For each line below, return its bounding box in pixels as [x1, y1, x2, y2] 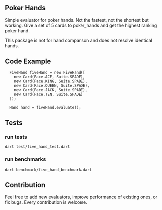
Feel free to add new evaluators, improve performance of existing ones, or [5, 194, 158, 200]
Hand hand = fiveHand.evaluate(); [9, 105, 81, 110]
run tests [5, 133, 27, 140]
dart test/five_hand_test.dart [5, 144, 70, 149]
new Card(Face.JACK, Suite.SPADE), [14, 87, 88, 92]
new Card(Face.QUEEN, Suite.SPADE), [14, 83, 90, 88]
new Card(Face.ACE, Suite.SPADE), [14, 74, 85, 79]
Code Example [5, 57, 51, 66]
